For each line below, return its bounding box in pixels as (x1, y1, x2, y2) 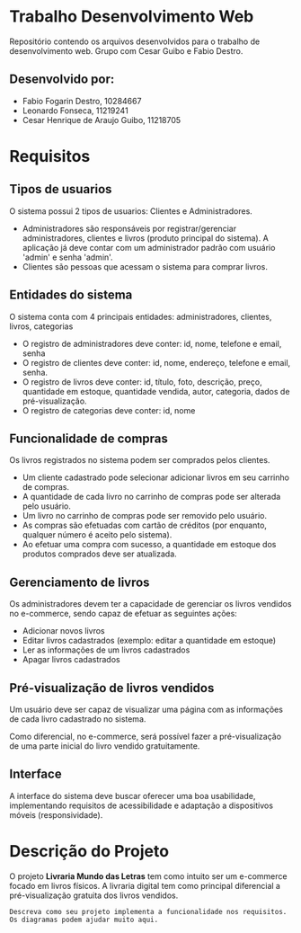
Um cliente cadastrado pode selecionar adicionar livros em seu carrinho (22, 472, 290, 483)
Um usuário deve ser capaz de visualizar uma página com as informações (9, 704, 283, 715)
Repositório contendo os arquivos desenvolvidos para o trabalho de (9, 36, 261, 47)
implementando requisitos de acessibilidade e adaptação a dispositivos (9, 800, 274, 811)
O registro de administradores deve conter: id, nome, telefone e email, (22, 338, 282, 349)
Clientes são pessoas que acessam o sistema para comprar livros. (22, 261, 268, 271)
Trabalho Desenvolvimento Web (9, 6, 254, 27)
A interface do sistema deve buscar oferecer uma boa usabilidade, (9, 790, 256, 801)
